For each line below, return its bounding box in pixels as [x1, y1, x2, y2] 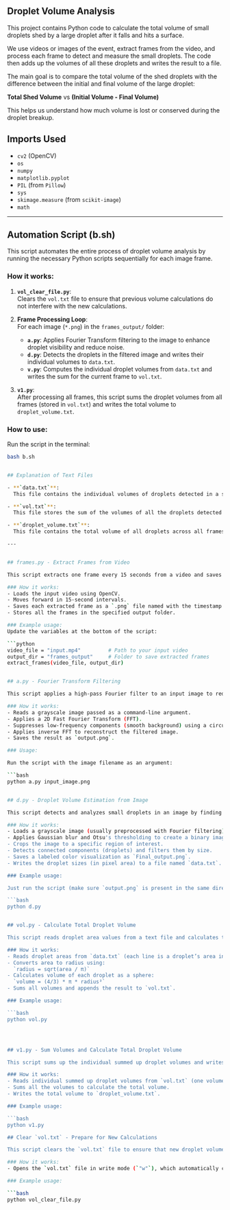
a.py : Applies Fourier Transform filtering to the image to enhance [27, 336, 210, 344]
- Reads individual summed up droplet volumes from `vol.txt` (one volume [7, 1077, 225, 1084]
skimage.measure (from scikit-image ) [16, 195, 122, 203]
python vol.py [7, 1016, 48, 1023]
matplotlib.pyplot [16, 174, 70, 181]
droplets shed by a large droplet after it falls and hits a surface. [7, 31, 185, 39]
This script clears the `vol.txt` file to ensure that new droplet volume [7, 1146, 225, 1153]
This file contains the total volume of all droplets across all [13, 528, 204, 535]
